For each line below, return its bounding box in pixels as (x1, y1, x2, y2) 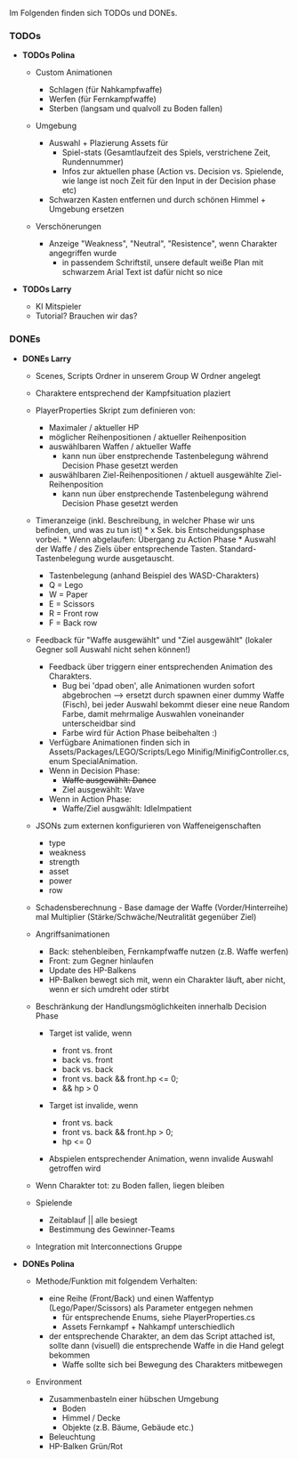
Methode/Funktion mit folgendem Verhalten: (35, 1276, 197, 1286)
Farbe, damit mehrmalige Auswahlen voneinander (61, 708, 245, 719)
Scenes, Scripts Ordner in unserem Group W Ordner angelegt (35, 370, 261, 381)
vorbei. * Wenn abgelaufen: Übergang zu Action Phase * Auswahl (35, 534, 277, 544)
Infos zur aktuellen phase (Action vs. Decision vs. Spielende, (61, 166, 285, 177)
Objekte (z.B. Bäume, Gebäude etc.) (61, 1422, 194, 1432)
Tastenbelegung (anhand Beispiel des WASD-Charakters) (48, 569, 260, 581)
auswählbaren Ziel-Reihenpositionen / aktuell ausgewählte (48, 469, 263, 480)
